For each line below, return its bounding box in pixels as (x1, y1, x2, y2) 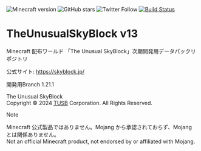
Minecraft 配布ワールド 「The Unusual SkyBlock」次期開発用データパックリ (6, 47, 196, 54)
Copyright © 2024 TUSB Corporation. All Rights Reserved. (6, 99, 153, 106)
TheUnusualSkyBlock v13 (6, 27, 138, 40)
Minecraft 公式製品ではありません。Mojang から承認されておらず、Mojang (6, 123, 192, 130)
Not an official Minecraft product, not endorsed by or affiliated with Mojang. (6, 138, 196, 145)
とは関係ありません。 (6, 130, 60, 138)
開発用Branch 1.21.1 (6, 80, 55, 88)
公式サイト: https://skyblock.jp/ (6, 68, 85, 75)
